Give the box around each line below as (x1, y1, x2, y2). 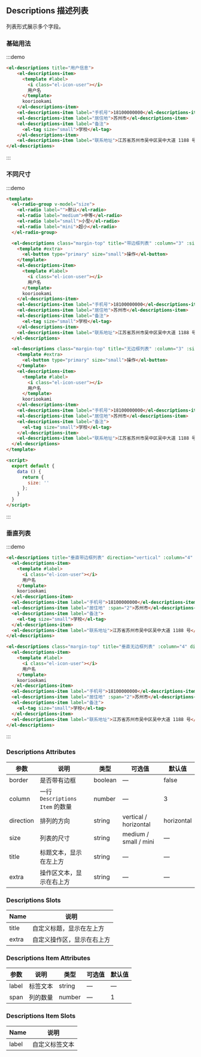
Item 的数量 (39, 802, 72, 811)
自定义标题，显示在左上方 (32, 924, 105, 933)
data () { (17, 468, 42, 475)
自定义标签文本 (32, 1040, 75, 1049)
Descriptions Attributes (6, 748, 76, 756)
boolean (93, 776, 117, 784)
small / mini (122, 837, 154, 845)
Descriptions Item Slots (6, 1012, 76, 1020)
